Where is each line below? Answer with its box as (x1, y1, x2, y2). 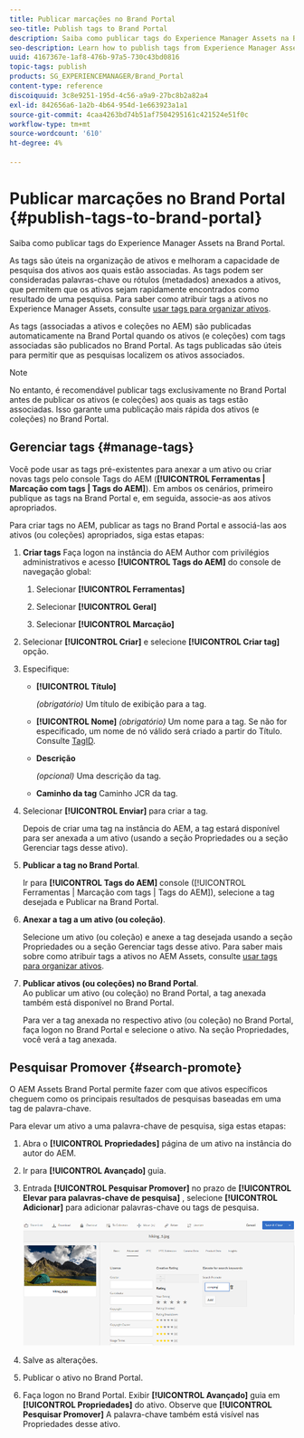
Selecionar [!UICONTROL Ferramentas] (35, 584, 185, 595)
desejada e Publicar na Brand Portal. (22, 896, 159, 907)
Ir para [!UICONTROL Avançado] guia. (22, 1166, 166, 1176)
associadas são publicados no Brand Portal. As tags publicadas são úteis (9, 339, 282, 350)
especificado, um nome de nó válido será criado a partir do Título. (35, 725, 283, 737)
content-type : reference (9, 81, 103, 90)
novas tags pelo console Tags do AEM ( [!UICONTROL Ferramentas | (9, 473, 266, 484)
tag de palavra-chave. (9, 1103, 92, 1114)
